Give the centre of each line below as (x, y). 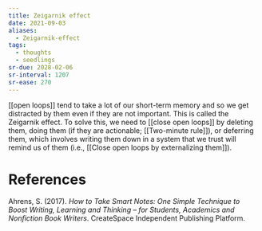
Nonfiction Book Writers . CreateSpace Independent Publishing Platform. (127, 218)
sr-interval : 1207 (39, 75)
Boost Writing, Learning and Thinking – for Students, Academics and (121, 210)
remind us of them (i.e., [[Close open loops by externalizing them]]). (120, 147)
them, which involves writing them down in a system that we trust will (123, 139)
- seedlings (36, 61)
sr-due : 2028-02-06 (41, 68)
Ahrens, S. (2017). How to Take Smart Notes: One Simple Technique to (124, 202)
